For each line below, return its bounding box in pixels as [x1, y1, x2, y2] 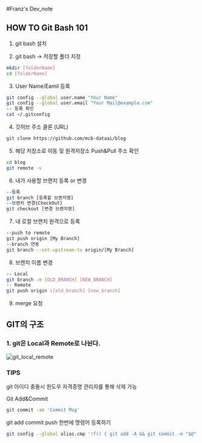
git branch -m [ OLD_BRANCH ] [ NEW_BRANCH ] [6, 277, 113, 283]
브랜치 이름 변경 [15, 258, 53, 266]
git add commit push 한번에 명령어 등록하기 [6, 419, 111, 426]
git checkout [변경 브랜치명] [6, 206, 75, 212]
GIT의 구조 [6, 319, 44, 330]
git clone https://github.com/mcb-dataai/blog [6, 135, 126, 142]
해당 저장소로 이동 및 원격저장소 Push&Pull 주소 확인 [15, 147, 140, 154]
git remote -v [6, 165, 42, 171]
